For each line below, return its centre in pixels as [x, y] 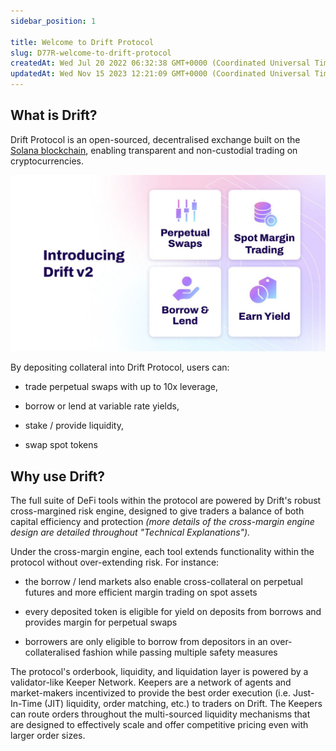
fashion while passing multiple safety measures [180, 652]
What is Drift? [54, 115]
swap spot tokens [61, 445]
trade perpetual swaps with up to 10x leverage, [121, 387]
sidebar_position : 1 [53, 21]
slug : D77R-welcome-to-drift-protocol [91, 53]
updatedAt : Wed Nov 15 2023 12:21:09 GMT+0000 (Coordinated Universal [160, 74]
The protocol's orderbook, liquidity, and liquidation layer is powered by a [159, 672]
